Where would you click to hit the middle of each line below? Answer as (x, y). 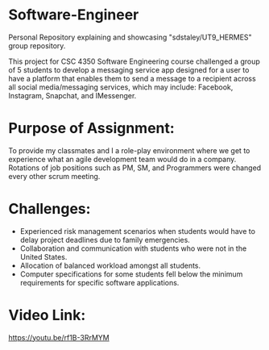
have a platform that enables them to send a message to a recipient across (132, 78)
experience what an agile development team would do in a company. (122, 159)
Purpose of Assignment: (91, 129)
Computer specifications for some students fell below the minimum (131, 274)
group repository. (37, 45)
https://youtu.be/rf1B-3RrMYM (59, 337)
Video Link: (47, 315)
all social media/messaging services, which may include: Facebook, (121, 87)
